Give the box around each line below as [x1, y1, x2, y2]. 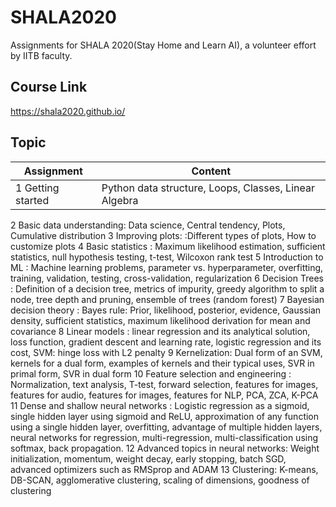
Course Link [10, 79, 88, 96]
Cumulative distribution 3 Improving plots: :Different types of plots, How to [10, 229, 317, 241]
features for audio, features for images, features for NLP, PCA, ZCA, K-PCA [10, 389, 319, 401]
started [15, 193, 50, 207]
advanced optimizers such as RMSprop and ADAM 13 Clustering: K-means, [10, 463, 319, 475]
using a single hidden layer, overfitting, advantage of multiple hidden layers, [10, 421, 323, 433]
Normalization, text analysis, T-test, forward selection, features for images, [10, 378, 319, 390]
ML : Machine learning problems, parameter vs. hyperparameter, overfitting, [10, 261, 324, 273]
